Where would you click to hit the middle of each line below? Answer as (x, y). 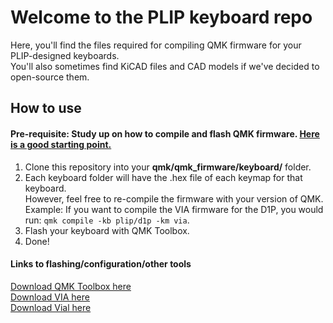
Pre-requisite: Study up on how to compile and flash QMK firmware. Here (165, 133)
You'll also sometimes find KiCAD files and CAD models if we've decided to (165, 66)
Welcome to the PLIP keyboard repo (161, 17)
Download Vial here (51, 307)
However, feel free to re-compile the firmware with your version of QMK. (174, 198)
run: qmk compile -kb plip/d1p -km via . (107, 220)
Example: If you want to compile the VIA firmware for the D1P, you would (174, 209)
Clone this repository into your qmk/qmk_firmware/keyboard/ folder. (168, 167)
